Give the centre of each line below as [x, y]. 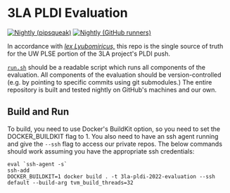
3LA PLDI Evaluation [68, 13]
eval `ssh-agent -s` [38, 164]
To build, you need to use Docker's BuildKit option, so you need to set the [114, 129]
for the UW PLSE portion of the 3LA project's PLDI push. [89, 54]
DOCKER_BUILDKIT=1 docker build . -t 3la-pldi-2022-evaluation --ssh [111, 176]
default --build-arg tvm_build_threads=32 [70, 182]
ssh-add [19, 170]
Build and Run [38, 112]
